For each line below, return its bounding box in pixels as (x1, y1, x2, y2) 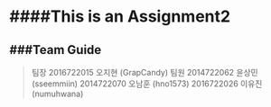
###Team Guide (9, 42, 102, 58)
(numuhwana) (31, 88, 84, 99)
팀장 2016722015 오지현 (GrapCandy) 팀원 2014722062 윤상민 (31, 67, 259, 77)
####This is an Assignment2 (9, 6, 231, 27)
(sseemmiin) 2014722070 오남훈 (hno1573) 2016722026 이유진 (31, 78, 263, 89)
